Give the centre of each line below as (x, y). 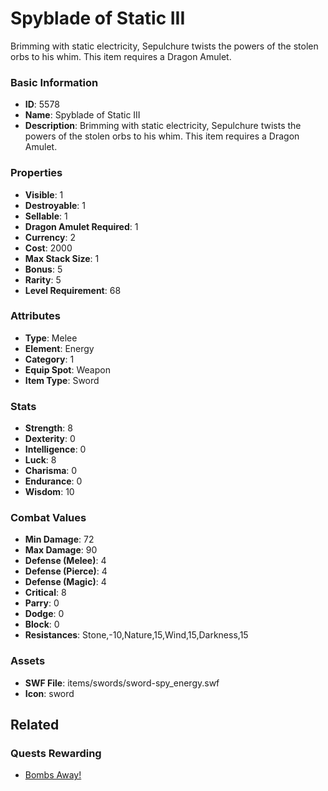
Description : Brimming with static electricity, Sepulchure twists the (163, 126)
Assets (28, 661)
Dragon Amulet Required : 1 (81, 226)
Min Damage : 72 (59, 539)
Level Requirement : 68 (73, 290)
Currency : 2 (50, 237)
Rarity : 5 (43, 279)
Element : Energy (59, 348)
